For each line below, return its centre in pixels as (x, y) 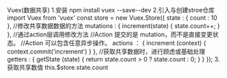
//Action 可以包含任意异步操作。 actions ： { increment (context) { (113, 43)
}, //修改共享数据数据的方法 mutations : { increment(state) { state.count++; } (113, 26)
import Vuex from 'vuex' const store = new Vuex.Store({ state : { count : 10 (112, 18)
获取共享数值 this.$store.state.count (58, 67)
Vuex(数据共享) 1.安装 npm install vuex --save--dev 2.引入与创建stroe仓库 (111, 10)
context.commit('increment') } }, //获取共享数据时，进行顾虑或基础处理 (106, 51)
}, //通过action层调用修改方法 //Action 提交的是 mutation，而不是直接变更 (110, 34)
